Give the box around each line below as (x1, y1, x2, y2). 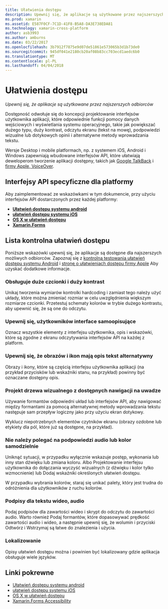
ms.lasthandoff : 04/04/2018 (5, 63, 64, 68)
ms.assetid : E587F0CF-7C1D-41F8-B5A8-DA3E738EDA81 (5, 21, 113, 27)
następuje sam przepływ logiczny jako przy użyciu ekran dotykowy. (5, 409, 144, 415)
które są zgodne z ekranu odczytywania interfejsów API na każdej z (5, 335, 145, 341)
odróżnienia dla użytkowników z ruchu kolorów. (5, 485, 103, 491)
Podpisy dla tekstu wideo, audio (5, 497, 84, 504)
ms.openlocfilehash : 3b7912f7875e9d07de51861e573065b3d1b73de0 (5, 45, 140, 50)
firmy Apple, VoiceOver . (5, 163, 54, 169)
